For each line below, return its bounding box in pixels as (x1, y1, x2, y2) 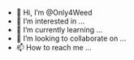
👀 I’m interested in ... (15, 16, 85, 26)
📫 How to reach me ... (15, 43, 92, 52)
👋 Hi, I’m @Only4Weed (15, 8, 93, 17)
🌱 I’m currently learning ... (15, 25, 103, 34)
